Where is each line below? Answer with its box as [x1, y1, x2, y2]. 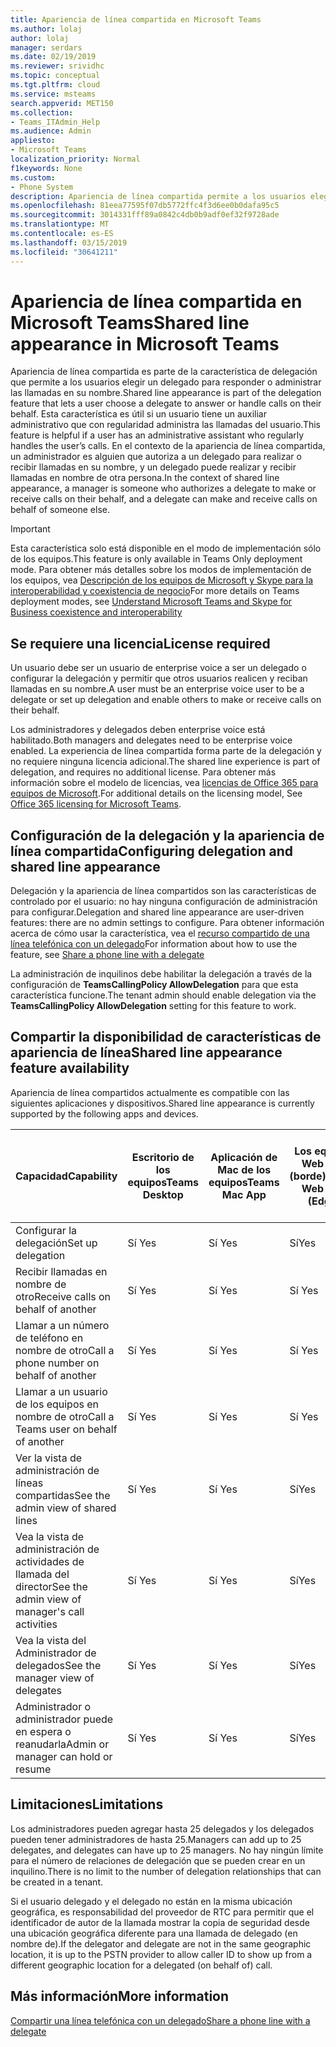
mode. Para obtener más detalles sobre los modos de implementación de [10, 564, 312, 576]
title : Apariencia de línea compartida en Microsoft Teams [10, 14, 262, 25]
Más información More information [10, 1988, 230, 2005]
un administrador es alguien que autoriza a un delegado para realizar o [10, 451, 302, 463]
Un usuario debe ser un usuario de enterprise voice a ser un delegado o [10, 662, 307, 674]
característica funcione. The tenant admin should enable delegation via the [10, 989, 317, 1001]
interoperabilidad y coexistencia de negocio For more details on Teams [10, 585, 300, 597]
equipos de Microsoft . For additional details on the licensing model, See [10, 787, 303, 800]
